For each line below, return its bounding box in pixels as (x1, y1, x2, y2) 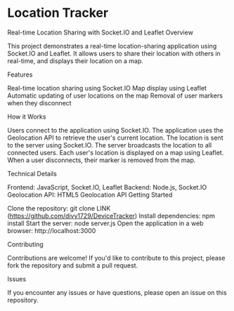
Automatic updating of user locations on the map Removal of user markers (7, 91, 223, 100)
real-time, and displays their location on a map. (7, 56, 144, 65)
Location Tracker (7, 5, 109, 21)
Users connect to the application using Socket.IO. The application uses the (7, 126, 223, 134)
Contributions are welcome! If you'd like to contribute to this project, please (7, 253, 226, 262)
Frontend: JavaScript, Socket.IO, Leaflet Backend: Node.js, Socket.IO (7, 183, 207, 191)
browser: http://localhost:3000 (7, 226, 96, 234)
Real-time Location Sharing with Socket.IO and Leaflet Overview (7, 28, 193, 37)
